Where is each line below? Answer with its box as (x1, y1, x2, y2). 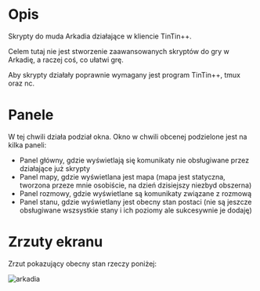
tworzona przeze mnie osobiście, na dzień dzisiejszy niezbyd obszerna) (19, 180, 252, 190)
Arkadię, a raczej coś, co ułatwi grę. (8, 55, 124, 64)
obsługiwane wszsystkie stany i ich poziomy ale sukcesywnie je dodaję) (19, 206, 252, 215)
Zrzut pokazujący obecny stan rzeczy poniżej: (8, 259, 157, 268)
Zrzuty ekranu (8, 233, 103, 251)
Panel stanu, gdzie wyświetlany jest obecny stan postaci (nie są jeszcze (19, 197, 252, 206)
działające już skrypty (19, 163, 91, 173)
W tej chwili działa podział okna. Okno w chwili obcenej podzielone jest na (8, 132, 247, 141)
